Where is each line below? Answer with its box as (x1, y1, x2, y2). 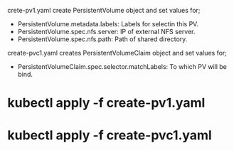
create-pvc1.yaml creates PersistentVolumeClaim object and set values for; (7, 49, 228, 57)
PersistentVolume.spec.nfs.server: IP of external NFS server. (17, 28, 196, 36)
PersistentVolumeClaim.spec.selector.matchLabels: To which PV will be (17, 63, 228, 70)
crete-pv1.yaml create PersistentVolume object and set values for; (7, 6, 201, 14)
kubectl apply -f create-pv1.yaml (7, 95, 206, 111)
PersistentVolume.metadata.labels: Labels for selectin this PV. (17, 20, 199, 28)
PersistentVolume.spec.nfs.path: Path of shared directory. (17, 35, 188, 43)
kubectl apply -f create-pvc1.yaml (7, 127, 212, 144)
